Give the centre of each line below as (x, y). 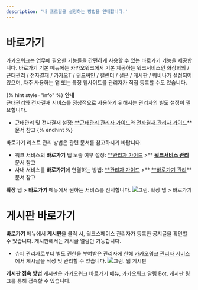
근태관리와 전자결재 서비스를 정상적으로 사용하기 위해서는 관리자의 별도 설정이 (95, 102)
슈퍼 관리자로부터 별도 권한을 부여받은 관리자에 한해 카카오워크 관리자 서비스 (102, 253)
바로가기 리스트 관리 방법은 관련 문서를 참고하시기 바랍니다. (74, 142)
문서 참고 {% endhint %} (44, 130)
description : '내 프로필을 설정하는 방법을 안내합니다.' (67, 12)
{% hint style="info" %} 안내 (40, 95)
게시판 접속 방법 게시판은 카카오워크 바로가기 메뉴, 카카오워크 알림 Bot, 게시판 (95, 273)
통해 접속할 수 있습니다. (44, 281)
